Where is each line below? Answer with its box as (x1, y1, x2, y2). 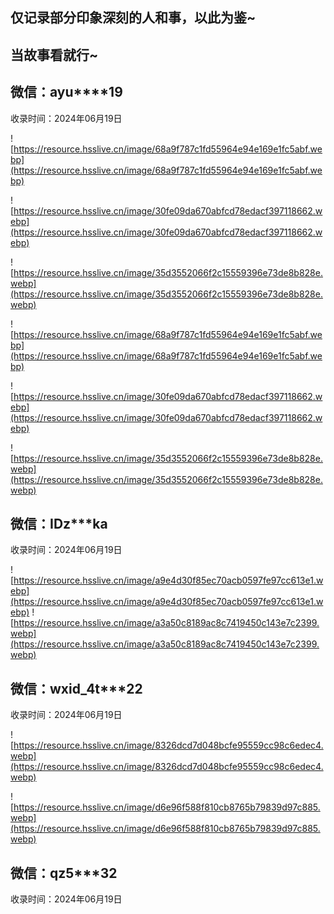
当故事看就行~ (10, 46, 99, 63)
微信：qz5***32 (10, 864, 118, 882)
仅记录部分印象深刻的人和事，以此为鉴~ (10, 9, 257, 27)
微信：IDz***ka (10, 515, 108, 532)
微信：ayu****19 (10, 84, 123, 101)
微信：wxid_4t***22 (10, 680, 143, 697)
